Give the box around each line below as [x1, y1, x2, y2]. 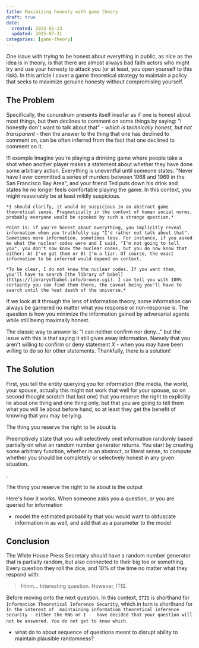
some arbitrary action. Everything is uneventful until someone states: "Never [6, 167, 193, 174]
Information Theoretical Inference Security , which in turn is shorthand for [6, 600, 193, 607]
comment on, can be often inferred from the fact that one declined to [6, 136, 175, 144]
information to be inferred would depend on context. [6, 256, 143, 262]
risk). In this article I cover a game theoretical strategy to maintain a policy [6, 72, 187, 79]
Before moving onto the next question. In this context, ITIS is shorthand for [6, 594, 190, 602]
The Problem [6, 95, 55, 105]
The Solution [6, 364, 55, 375]
